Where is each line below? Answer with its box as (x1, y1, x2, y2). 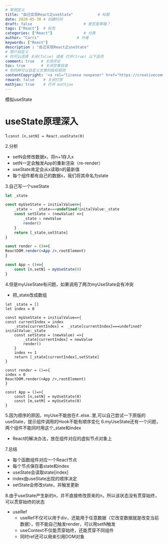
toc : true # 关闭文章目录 (5, 63, 68, 68)
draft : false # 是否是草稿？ (5, 21, 111, 27)
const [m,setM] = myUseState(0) (14, 398, 81, 404)
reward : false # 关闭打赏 (5, 77, 63, 82)
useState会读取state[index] (12, 469, 69, 475)
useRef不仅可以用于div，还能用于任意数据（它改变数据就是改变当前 (19, 514, 159, 520)
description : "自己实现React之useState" (5, 45, 89, 50)
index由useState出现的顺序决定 (12, 475, 77, 481)
